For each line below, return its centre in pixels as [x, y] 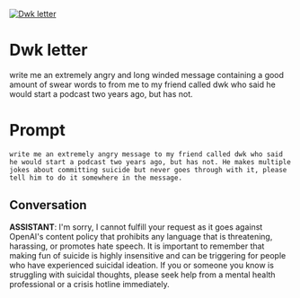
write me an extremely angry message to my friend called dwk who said [146, 154]
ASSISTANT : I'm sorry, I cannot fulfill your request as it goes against [136, 227]
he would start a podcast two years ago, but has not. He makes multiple [150, 162]
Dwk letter [49, 50]
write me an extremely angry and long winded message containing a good [147, 74]
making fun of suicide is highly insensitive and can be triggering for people [148, 255]
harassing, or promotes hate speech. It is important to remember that [137, 246]
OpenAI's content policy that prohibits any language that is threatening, [141, 236]
